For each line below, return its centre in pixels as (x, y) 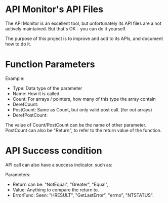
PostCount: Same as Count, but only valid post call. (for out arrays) (82, 109)
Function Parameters (50, 65)
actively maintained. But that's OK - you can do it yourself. (66, 28)
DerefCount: (26, 104)
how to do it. (18, 44)
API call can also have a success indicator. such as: (59, 165)
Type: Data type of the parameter (47, 88)
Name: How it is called (36, 93)
